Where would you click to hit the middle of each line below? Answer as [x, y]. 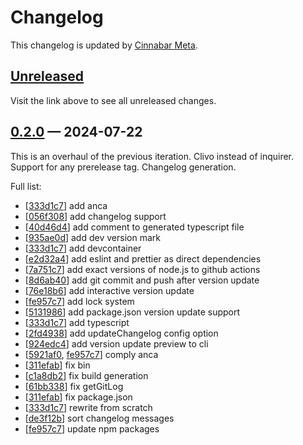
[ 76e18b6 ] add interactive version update [109, 290]
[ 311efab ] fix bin [57, 365]
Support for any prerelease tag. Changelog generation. [123, 167]
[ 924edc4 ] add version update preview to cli [116, 343]
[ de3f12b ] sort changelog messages [99, 418]
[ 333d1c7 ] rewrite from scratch [88, 407]
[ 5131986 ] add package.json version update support [132, 312]
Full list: [26, 186]
